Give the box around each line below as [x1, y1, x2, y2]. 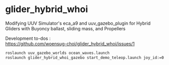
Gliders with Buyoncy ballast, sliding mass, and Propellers [5, 25, 125, 31]
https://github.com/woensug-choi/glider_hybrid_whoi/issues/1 [5, 40, 135, 46]
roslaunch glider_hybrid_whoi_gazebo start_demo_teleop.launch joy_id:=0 [5, 55, 164, 60]
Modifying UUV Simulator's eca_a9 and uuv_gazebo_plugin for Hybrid [5, 20, 151, 26]
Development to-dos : [5, 35, 51, 41]
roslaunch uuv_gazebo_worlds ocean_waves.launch [5, 50, 110, 55]
